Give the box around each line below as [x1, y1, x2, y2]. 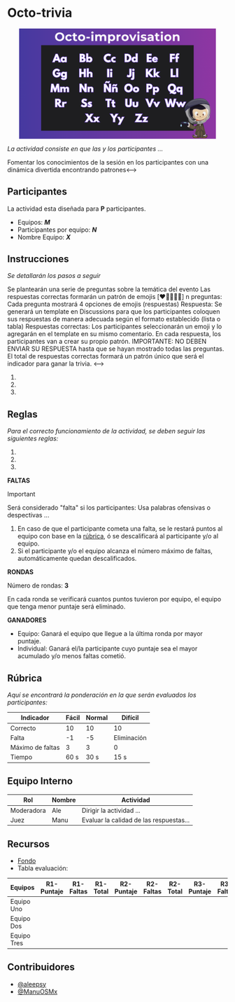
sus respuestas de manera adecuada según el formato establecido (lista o [7, 315, 221, 323]
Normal [85, 714, 108, 722]
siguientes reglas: [7, 434, 59, 443]
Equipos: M [17, 218, 50, 226]
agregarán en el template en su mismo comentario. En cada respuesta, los [7, 330, 222, 338]
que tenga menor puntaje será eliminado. [7, 602, 126, 611]
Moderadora [10, 806, 47, 814]
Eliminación [113, 733, 147, 742]
